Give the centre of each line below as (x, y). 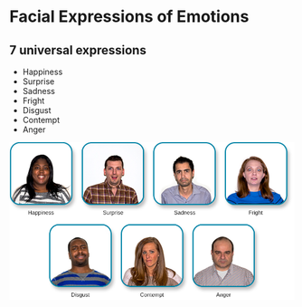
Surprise (38, 82)
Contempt (41, 120)
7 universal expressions (78, 50)
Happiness (42, 72)
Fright (33, 101)
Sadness (39, 91)
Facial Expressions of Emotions (129, 17)
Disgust (37, 110)
